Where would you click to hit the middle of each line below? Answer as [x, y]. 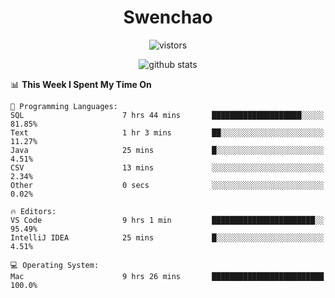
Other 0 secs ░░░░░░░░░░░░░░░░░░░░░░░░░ [167, 185]
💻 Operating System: [55, 265]
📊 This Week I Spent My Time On [81, 84]
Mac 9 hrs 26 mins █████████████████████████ [167, 276]
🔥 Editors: [33, 211]
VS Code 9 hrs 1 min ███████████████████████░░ [167, 220]
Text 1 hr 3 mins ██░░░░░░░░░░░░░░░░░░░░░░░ [167, 132]
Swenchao [168, 17]
